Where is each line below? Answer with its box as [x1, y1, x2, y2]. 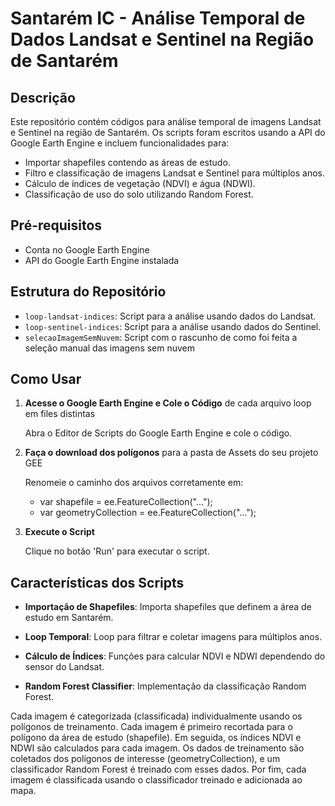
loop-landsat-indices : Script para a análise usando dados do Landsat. [24, 310, 317, 322]
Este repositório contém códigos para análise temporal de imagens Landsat [10, 116, 322, 127]
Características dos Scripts [10, 574, 185, 591]
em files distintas [24, 408, 96, 420]
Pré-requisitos [10, 217, 103, 234]
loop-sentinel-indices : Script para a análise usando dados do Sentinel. [24, 320, 322, 332]
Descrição [10, 89, 76, 106]
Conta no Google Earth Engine [24, 243, 150, 256]
